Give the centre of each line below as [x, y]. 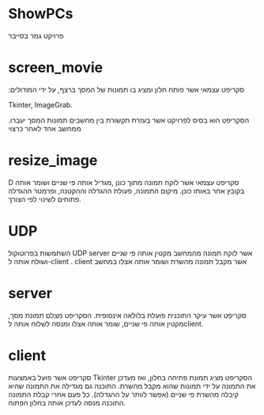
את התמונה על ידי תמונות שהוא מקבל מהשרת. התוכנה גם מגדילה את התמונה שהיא [132, 386]
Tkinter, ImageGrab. [41, 104]
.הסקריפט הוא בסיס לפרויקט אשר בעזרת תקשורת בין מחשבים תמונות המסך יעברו [129, 120]
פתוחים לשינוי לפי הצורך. [45, 199]
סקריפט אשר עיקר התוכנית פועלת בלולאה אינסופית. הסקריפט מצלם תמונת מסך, [127, 315]
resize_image [53, 161]
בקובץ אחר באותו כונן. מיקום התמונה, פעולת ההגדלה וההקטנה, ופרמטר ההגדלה [126, 191]
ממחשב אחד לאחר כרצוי [45, 128]
